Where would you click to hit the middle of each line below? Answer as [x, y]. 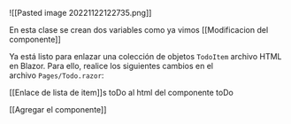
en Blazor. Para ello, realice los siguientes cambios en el [111, 66]
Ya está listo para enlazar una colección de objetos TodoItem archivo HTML [145, 56]
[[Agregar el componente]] [58, 109]
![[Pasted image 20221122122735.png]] [80, 13]
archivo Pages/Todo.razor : [57, 75]
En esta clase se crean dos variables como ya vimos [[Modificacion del [139, 30]
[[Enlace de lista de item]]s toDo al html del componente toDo [122, 93]
